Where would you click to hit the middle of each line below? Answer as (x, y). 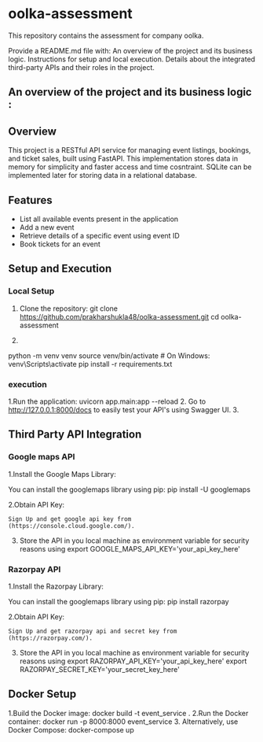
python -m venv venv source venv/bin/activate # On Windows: (109, 356)
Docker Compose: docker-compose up (71, 729)
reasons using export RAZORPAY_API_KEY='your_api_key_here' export (133, 661)
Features (30, 200)
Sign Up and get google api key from (70, 519)
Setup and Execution (60, 269)
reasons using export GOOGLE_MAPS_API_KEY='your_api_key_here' (130, 548)
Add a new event (47, 227)
